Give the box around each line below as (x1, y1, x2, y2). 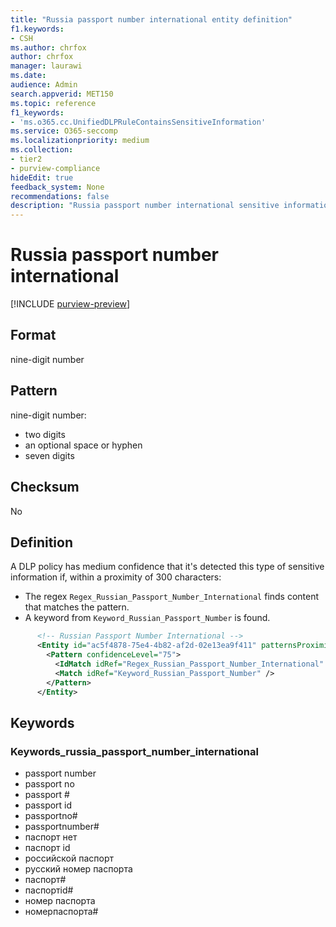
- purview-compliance (10, 163, 101, 173)
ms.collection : (10, 145, 74, 155)
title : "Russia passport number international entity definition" (10, 14, 293, 25)
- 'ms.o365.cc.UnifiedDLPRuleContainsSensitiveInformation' (10, 117, 267, 127)
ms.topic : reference (10, 98, 97, 108)
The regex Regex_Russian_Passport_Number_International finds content (24, 591, 320, 603)
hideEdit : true (10, 172, 74, 183)
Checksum (10, 479, 80, 496)
